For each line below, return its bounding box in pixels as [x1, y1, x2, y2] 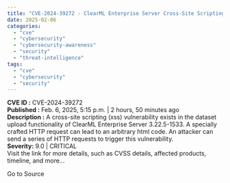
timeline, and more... [7, 156, 65, 165]
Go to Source [7, 170, 44, 178]
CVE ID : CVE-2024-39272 [7, 98, 84, 107]
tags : [7, 61, 23, 68]
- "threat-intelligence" [13, 55, 84, 61]
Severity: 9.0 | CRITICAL [7, 142, 77, 150]
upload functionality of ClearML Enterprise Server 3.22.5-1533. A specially [7, 120, 217, 128]
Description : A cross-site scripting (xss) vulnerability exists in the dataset [7, 113, 217, 122]
